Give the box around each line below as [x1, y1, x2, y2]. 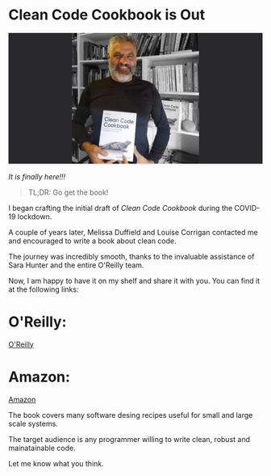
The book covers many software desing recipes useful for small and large [8, 410, 253, 419]
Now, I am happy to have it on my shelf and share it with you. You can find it [8, 276, 261, 285]
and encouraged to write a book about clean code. [8, 236, 177, 246]
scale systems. [8, 419, 58, 428]
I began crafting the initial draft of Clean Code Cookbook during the [8, 203, 233, 213]
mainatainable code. [8, 443, 76, 453]
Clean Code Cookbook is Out [8, 6, 206, 24]
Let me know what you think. [8, 458, 105, 468]
